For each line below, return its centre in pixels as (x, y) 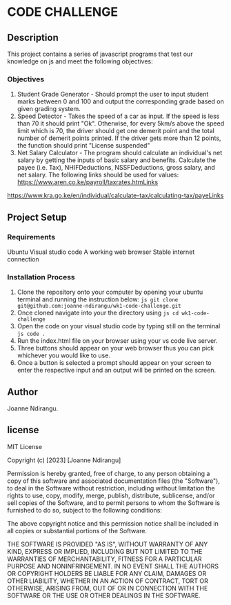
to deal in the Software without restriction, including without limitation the (111, 488)
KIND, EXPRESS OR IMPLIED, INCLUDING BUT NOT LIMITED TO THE (105, 551)
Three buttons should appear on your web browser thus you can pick (115, 348)
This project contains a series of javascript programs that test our (100, 54)
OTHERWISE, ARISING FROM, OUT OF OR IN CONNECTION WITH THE (108, 588)
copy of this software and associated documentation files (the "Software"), (114, 481)
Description (33, 38)
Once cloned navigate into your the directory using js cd (98, 313)
